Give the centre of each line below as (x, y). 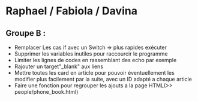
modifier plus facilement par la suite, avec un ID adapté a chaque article (103, 79)
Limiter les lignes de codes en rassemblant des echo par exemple (95, 60)
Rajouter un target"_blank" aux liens (58, 66)
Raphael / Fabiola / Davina (71, 11)
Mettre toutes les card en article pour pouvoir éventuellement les (94, 73)
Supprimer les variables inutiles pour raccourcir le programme (91, 54)
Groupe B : (26, 33)
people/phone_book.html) (46, 92)
